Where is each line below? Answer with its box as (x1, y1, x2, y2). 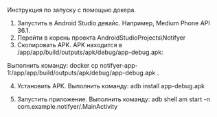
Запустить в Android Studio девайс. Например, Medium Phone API (16, 19, 211, 27)
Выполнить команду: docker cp (7, 62, 99, 69)
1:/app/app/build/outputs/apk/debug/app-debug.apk (7, 68, 156, 77)
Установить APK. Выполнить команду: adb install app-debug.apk (16, 82, 205, 90)
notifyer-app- (100, 62, 139, 69)
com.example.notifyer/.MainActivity (16, 103, 118, 110)
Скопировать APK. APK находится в (16, 41, 122, 49)
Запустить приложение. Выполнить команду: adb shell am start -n (16, 95, 211, 103)
